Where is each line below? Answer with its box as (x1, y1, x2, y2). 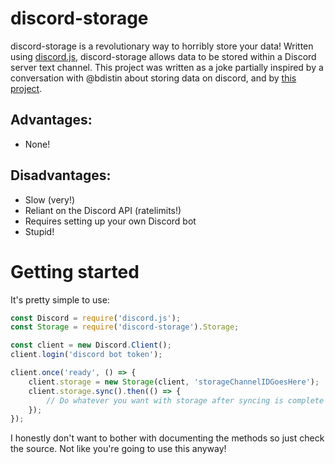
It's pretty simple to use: (10, 293, 110, 306)
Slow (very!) (24, 193, 76, 206)
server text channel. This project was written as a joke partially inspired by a (10, 61, 324, 73)
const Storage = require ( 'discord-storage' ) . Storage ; (10, 322, 240, 332)
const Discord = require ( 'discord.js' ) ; (10, 313, 182, 323)
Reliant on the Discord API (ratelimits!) (24, 204, 182, 216)
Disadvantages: (10, 167, 112, 184)
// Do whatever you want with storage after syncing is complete (46, 395, 325, 406)
